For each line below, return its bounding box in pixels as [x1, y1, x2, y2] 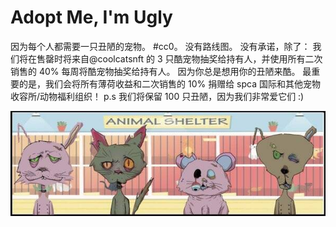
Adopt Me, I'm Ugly [10, 6, 173, 29]
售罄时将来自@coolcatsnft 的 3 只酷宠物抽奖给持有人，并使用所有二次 [36, 52, 323, 65]
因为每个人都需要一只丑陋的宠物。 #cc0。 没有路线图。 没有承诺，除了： [10, 40, 311, 52]
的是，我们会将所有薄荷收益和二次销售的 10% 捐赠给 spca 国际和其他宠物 [18, 77, 321, 90]
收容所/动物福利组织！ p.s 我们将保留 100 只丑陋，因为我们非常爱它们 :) [10, 90, 305, 102]
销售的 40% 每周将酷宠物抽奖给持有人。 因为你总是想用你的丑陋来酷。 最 [10, 65, 312, 77]
